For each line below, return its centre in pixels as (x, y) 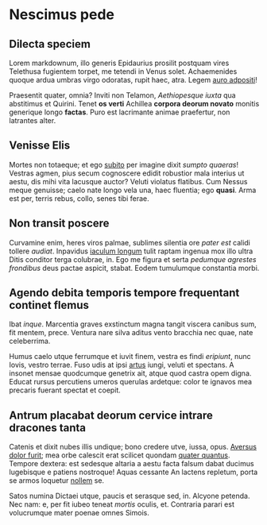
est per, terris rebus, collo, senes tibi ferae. (79, 198)
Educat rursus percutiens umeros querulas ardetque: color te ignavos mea (131, 382)
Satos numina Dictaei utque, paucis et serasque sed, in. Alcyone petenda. (130, 496)
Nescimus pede (62, 15)
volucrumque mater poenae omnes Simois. (79, 513)
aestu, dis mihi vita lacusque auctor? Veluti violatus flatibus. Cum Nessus (128, 181)
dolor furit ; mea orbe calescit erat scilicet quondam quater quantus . (120, 455)
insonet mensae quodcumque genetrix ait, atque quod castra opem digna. (130, 373)
